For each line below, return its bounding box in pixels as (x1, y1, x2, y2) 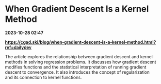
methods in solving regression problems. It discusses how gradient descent (5, 59, 156, 65)
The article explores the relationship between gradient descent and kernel (5, 53, 153, 59)
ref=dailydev (5, 44, 32, 50)
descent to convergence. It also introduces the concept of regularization (5, 69, 150, 75)
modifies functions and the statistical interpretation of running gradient (5, 64, 146, 70)
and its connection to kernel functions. (5, 74, 82, 80)
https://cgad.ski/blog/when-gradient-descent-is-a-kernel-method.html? (5, 39, 156, 45)
